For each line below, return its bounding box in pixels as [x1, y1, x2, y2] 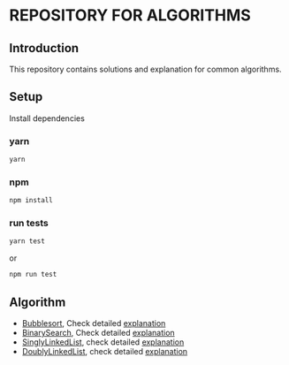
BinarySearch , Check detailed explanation [21, 328, 175, 338]
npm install [9, 196, 53, 205]
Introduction [9, 41, 80, 56]
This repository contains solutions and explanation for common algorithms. [9, 64, 282, 74]
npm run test [9, 270, 57, 279]
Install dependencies [9, 112, 86, 124]
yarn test [9, 237, 46, 246]
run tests [9, 217, 49, 230]
